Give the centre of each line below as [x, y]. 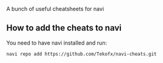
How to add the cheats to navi [64, 28]
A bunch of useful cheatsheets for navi [55, 9]
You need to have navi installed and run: [57, 43]
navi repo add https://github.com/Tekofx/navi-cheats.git [81, 54]
